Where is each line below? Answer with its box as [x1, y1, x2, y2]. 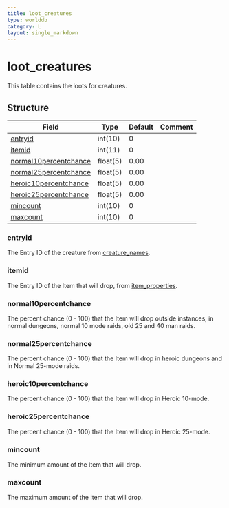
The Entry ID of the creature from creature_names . [7, 249, 151, 257]
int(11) [97, 145, 120, 154]
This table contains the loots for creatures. [7, 82, 127, 90]
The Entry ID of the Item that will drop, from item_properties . [7, 281, 178, 289]
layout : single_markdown [7, 29, 78, 37]
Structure [7, 101, 50, 114]
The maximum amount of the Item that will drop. [7, 494, 143, 502]
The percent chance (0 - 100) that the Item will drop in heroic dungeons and [7, 354, 222, 363]
